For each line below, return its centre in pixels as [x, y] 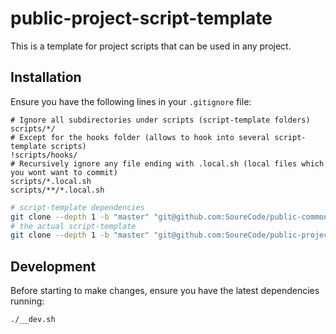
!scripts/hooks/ [44, 155]
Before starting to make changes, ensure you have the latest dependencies [165, 291]
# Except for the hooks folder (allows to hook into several [140, 137]
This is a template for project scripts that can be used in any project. [151, 46]
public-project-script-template [141, 18]
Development [53, 266]
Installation [46, 77]
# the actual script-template [73, 226]
